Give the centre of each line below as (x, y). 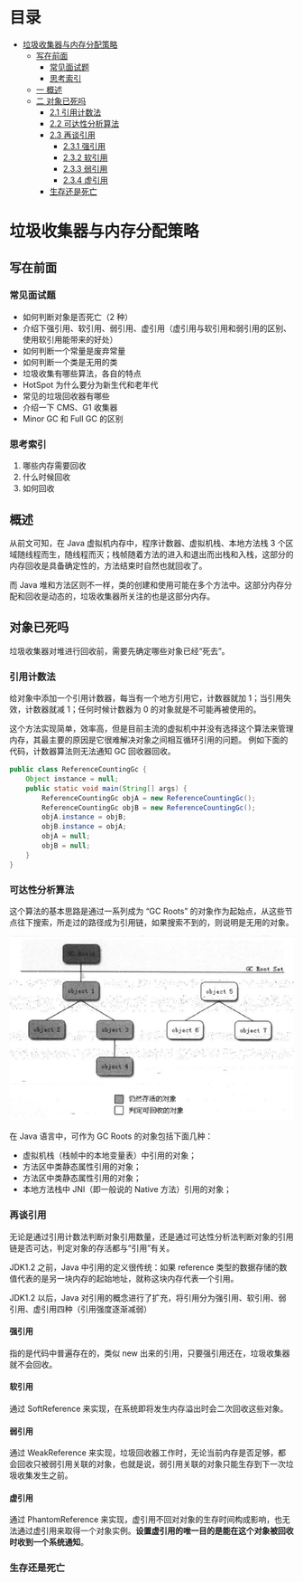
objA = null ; (66, 837)
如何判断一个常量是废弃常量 (74, 351)
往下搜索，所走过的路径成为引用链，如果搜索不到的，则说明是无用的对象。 (155, 922)
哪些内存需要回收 (54, 466)
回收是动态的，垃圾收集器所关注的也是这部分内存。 (119, 596)
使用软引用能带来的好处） (70, 339)
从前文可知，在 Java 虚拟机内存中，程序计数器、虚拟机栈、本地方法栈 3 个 (147, 543)
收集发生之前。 (45, 1475)
